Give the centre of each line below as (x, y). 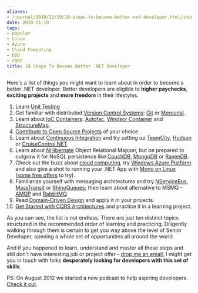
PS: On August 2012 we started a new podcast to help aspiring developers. (98, 278)
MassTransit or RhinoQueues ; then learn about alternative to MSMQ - (99, 188)
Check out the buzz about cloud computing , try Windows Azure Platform (103, 163)
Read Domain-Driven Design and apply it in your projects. (85, 200)
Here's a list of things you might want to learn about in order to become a (95, 83)
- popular (19, 33)
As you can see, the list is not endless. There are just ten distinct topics (93, 218)
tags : (13, 28)
